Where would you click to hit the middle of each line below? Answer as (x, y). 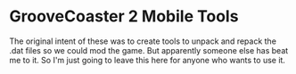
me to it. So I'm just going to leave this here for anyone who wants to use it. (147, 60)
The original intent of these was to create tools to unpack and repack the (143, 41)
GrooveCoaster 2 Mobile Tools (124, 16)
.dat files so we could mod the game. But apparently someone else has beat (149, 50)
